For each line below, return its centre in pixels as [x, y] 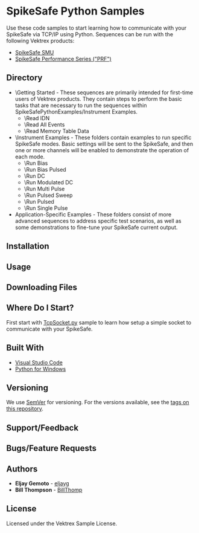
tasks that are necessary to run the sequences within [81, 105]
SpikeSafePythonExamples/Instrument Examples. [76, 111]
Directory [24, 78]
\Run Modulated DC [49, 182]
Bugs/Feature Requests [51, 448]
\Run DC [34, 176]
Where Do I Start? [40, 308]
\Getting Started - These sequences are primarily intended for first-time [104, 92]
